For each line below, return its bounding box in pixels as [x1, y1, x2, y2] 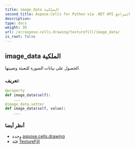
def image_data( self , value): [5, 106, 66, 111]
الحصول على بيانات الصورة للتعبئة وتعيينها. [5, 65, 80, 71]
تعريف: [5, 77, 20, 84]
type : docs [5, 20, 27, 26]
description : [5, 16, 31, 21]
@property [5, 88, 25, 93]
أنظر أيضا [5, 122, 25, 129]
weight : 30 [5, 25, 27, 30]
